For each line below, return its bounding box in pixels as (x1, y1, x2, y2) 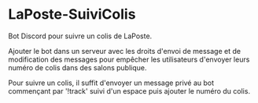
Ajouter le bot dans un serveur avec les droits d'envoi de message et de (8, 46, 241, 55)
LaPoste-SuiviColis (8, 5, 136, 23)
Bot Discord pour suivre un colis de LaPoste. (8, 31, 153, 41)
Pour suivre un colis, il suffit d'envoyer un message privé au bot (8, 78, 215, 87)
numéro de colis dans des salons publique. (8, 62, 147, 72)
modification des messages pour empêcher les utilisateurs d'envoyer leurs (8, 55, 250, 64)
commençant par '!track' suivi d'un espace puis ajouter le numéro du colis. (8, 86, 250, 95)
